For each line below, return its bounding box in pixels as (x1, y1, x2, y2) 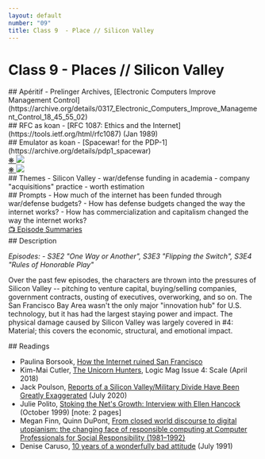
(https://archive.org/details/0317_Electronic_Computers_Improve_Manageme (8, 104, 258, 114)
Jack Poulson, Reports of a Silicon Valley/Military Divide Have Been (19, 383, 240, 392)
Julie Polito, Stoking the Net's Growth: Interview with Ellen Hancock (19, 399, 240, 409)
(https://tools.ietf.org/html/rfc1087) (8, 129, 121, 139)
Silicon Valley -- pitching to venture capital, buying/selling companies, (8, 284, 237, 294)
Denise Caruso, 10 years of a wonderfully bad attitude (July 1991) (19, 441, 233, 451)
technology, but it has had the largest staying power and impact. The (8, 309, 233, 319)
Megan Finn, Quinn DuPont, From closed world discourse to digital (19, 416, 237, 426)
